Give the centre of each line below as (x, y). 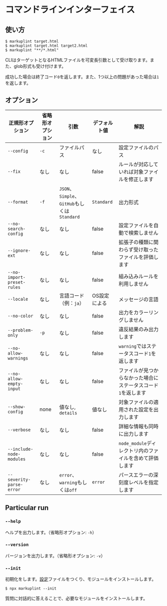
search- (17, 229)
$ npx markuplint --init (31, 589)
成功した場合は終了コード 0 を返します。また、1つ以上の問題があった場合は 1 (82, 77)
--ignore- (19, 250)
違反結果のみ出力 (139, 329)
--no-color (20, 316)
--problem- (20, 330)
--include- (20, 449)
